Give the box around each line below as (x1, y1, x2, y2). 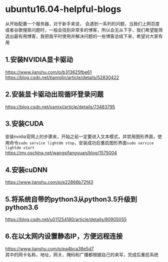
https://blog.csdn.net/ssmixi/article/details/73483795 (5, 103, 115, 109)
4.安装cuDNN (5, 165, 48, 174)
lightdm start (5, 145, 35, 150)
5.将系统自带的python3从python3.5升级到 (5, 195, 137, 203)
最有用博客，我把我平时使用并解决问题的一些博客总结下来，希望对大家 (13, 33, 158, 39)
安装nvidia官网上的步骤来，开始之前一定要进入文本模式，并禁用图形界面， (5, 133, 158, 139)
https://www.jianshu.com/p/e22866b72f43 (5, 179, 93, 185)
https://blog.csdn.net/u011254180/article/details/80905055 (5, 216, 127, 222)
